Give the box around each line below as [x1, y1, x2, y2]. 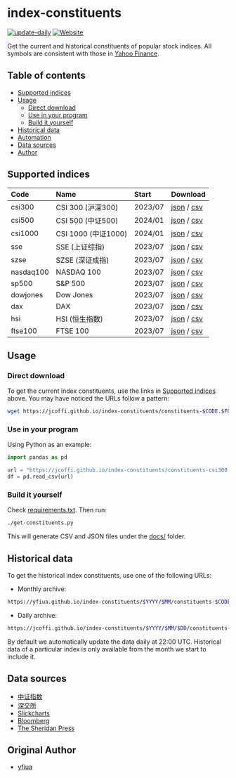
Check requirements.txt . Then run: [7, 506, 107, 514]
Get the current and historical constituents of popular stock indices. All [7, 41, 212, 50]
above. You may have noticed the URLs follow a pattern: [7, 394, 170, 403]
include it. [7, 652, 37, 661]
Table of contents [7, 70, 86, 82]
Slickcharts [17, 708, 51, 718]
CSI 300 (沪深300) [55, 202, 119, 212]
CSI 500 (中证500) [55, 216, 119, 226]
